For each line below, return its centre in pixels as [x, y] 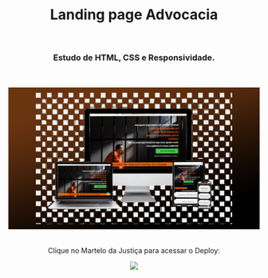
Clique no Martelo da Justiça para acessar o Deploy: [134, 250]
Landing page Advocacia [134, 15]
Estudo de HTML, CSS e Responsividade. [134, 58]
